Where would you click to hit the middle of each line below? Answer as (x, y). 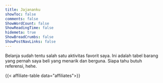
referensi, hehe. (21, 66)
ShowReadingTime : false (29, 28)
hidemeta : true (21, 32)
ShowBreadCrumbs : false (29, 37)
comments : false (22, 19)
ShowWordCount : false (27, 23)
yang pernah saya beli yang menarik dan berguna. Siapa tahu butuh (74, 61)
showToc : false (21, 14)
